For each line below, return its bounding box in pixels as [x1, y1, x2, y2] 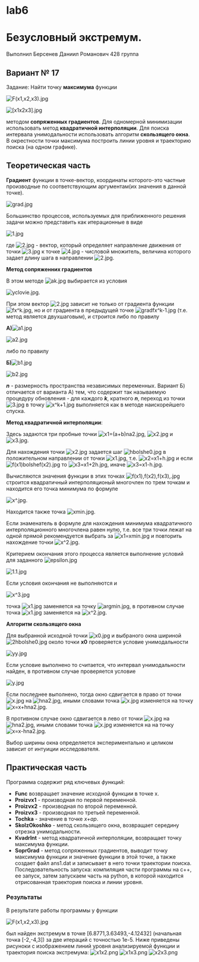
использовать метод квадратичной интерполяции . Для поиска [6, 124, 169, 131]
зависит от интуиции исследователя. [6, 745, 100, 753]
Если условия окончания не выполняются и [6, 579, 118, 587]
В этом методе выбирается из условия [6, 277, 128, 284]
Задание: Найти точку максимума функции [6, 83, 118, 90]
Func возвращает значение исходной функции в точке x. [14, 789, 159, 797]
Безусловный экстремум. [6, 31, 142, 45]
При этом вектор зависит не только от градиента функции [6, 300, 175, 307]
